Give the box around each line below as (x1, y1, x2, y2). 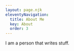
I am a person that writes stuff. (5, 40, 70, 46)
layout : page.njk (5, 7, 42, 13)
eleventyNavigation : (5, 12, 50, 17)
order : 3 (10, 26, 29, 31)
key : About (10, 21, 33, 27)
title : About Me (10, 17, 44, 22)
